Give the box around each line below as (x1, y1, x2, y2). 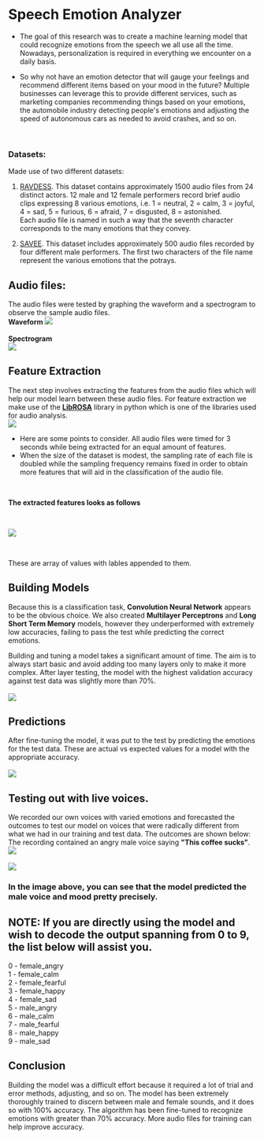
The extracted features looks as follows (8, 498, 141, 507)
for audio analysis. (8, 410, 69, 420)
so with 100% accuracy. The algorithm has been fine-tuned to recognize (8, 1105, 244, 1115)
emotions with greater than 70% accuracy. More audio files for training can (8, 1113, 252, 1123)
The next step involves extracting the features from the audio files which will (8, 385, 256, 395)
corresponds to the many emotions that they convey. (19, 224, 191, 233)
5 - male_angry (8, 1003, 58, 1013)
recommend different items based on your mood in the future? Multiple (19, 80, 251, 90)
